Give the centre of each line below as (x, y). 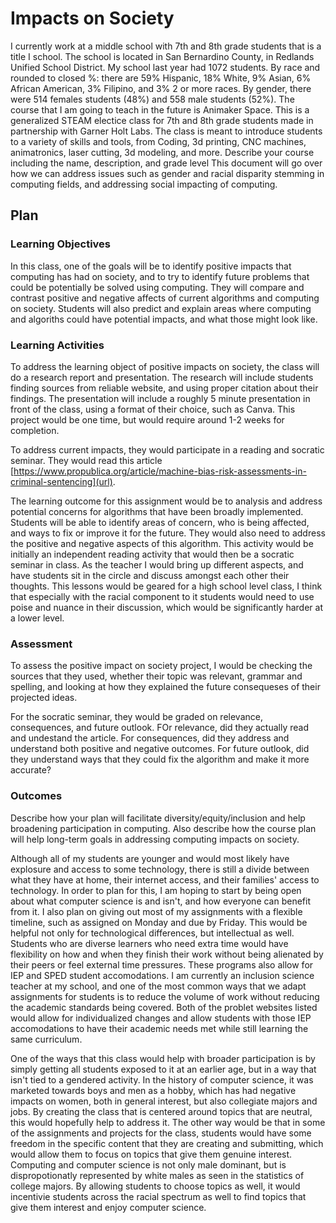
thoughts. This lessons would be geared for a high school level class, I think (166, 586)
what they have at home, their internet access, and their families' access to (165, 879)
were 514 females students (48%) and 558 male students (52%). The (152, 99)
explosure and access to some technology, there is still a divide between (160, 869)
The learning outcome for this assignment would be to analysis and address (166, 501)
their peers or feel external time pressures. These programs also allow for (162, 964)
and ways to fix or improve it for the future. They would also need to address (168, 533)
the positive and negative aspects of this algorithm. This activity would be (162, 543)
